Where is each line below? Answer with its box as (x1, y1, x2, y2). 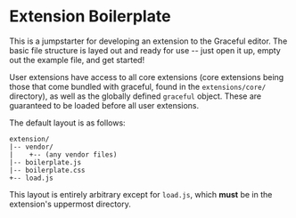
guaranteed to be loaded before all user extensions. (9, 100, 200, 110)
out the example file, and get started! (9, 54, 145, 65)
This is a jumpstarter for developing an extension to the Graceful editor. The (9, 36, 288, 46)
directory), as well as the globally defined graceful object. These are (9, 91, 262, 101)
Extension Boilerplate (9, 6, 171, 27)
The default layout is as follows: (9, 117, 127, 128)
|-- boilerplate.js (9, 157, 82, 166)
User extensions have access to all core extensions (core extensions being (9, 71, 284, 82)
